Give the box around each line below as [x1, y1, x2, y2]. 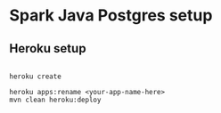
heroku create [9, 72, 62, 81]
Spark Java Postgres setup [9, 5, 213, 26]
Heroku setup [9, 41, 86, 56]
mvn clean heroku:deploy [9, 95, 102, 104]
